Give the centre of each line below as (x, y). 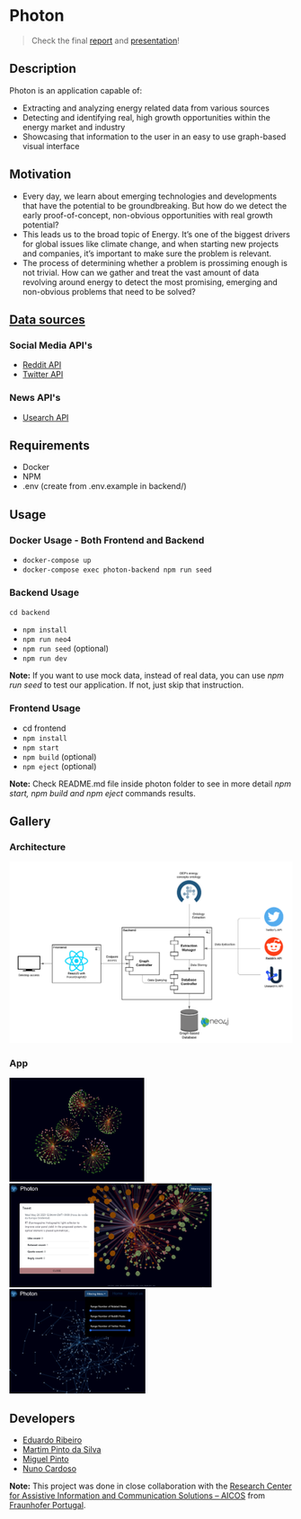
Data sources (47, 320)
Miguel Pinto (45, 1459)
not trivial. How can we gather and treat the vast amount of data (141, 272)
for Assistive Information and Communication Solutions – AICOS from (137, 1496)
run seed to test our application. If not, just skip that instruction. (127, 685)
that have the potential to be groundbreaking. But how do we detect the (155, 205)
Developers (42, 1418)
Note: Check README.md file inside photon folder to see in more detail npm (150, 784)
